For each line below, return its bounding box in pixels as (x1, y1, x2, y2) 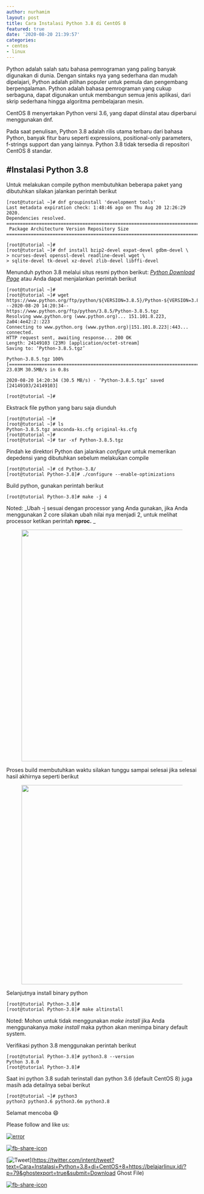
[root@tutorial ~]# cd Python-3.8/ (6, 466, 97, 472)
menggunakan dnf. (6, 116, 53, 123)
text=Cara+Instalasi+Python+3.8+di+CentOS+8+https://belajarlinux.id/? (6, 1162, 187, 1170)
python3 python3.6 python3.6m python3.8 (6, 1098, 110, 1104)
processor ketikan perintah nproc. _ (6, 517, 96, 524)
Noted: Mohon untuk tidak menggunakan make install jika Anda (6, 1017, 165, 1024)
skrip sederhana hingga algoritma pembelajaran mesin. (6, 97, 144, 105)
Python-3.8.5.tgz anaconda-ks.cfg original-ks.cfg (6, 426, 137, 432)
